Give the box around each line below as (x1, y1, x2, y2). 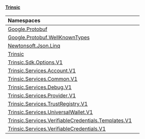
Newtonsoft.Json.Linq (8, 42, 61, 50)
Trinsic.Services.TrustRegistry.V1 (8, 100, 88, 107)
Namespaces (8, 17, 41, 24)
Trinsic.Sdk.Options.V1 (8, 59, 63, 66)
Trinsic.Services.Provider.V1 (8, 92, 76, 99)
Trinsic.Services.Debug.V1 (8, 84, 72, 91)
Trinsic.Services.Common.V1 (8, 76, 78, 83)
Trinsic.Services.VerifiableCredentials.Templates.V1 (8, 117, 132, 124)
